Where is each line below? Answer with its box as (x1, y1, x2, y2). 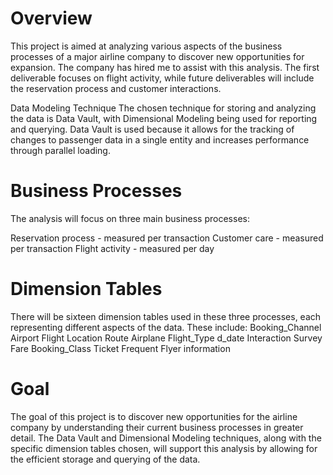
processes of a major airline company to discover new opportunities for (10, 50, 305, 62)
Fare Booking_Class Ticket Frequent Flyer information (10, 342, 231, 354)
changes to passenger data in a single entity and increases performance (10, 133, 310, 146)
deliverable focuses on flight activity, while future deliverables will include (10, 72, 315, 84)
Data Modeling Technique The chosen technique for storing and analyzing (10, 102, 317, 114)
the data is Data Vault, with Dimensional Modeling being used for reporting (10, 112, 318, 124)
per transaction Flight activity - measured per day (10, 242, 215, 254)
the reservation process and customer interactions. (10, 82, 222, 94)
